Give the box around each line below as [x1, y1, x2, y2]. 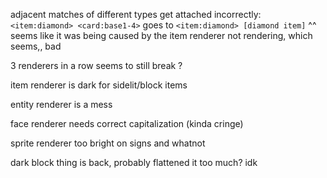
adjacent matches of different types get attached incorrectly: [10, 9, 262, 20]
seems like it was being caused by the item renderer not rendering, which [10, 30, 313, 41]
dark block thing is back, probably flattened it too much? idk [10, 157, 258, 168]
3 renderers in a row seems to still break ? [10, 60, 183, 71]
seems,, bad [10, 40, 62, 52]
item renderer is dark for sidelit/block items [10, 79, 188, 91]
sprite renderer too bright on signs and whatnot [10, 137, 206, 149]
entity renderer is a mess [10, 99, 113, 110]
